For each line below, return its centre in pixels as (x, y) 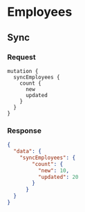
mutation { (23, 71)
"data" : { (27, 151)
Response (24, 130)
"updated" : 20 (58, 177)
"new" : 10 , (54, 170)
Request (21, 57)
